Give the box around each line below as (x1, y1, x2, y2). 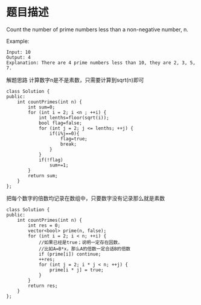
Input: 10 (6, 49, 31, 55)
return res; (28, 283, 59, 289)
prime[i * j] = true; (49, 266, 104, 273)
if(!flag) (38, 157, 63, 163)
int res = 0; (28, 222, 61, 228)
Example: (6, 37, 30, 45)
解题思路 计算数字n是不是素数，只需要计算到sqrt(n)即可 (6, 76, 144, 83)
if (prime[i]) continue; (38, 251, 101, 257)
